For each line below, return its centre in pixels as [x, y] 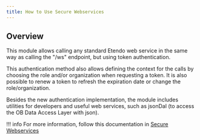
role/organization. [28, 88]
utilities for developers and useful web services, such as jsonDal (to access [100, 106]
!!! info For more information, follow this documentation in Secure [87, 124]
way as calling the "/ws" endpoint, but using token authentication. [88, 57]
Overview [25, 37]
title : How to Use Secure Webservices [55, 12]
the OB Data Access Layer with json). [53, 113]
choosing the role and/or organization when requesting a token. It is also [97, 75]
